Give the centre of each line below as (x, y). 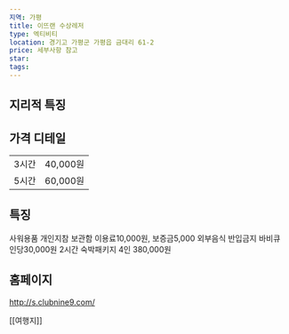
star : (19, 59)
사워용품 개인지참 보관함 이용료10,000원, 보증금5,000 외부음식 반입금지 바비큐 (145, 238)
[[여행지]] (26, 320)
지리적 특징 (38, 105)
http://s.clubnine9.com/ (52, 302)
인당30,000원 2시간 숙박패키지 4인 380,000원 (90, 249)
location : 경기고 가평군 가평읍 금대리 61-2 (82, 42)
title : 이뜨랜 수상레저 (47, 26)
